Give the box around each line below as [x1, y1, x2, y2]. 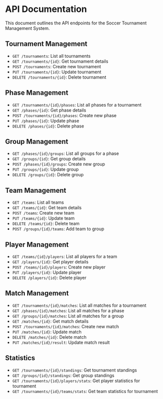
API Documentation [5, 3, 87, 15]
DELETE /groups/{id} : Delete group [12, 172, 84, 178]
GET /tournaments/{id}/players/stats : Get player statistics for [12, 378, 140, 384]
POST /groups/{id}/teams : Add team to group [12, 226, 105, 232]
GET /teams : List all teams [12, 199, 64, 205]
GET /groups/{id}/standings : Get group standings [12, 372, 115, 378]
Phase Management [5, 89, 68, 97]
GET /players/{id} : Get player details [12, 259, 89, 265]
